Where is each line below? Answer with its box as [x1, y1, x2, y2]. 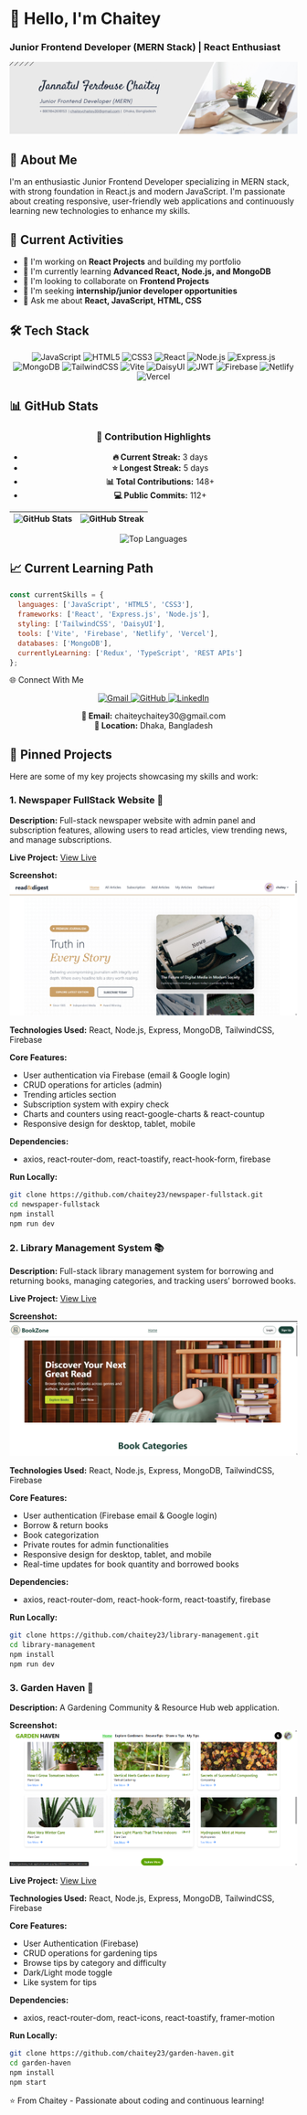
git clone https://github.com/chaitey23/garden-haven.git [9, 2049, 235, 2058]
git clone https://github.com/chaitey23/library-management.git [9, 1631, 259, 1640]
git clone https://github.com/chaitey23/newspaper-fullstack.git [9, 1190, 263, 1200]
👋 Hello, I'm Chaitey [9, 8, 162, 29]
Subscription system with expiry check [22, 1099, 169, 1110]
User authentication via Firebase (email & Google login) [22, 1069, 231, 1081]
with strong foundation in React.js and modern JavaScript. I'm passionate [9, 186, 286, 197]
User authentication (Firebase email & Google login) [22, 1510, 217, 1521]
